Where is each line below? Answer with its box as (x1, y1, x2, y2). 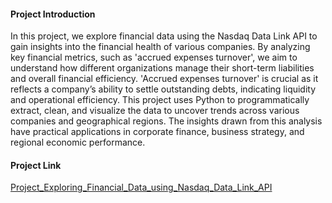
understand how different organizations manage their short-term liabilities (10, 62, 315, 74)
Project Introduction (10, 8, 96, 20)
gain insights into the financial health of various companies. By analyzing (10, 41, 311, 53)
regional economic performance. (10, 136, 146, 149)
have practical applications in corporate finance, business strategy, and (10, 126, 305, 138)
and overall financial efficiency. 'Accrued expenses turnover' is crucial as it (10, 73, 319, 85)
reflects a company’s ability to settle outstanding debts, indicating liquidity (10, 83, 317, 95)
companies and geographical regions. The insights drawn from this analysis (10, 115, 323, 127)
